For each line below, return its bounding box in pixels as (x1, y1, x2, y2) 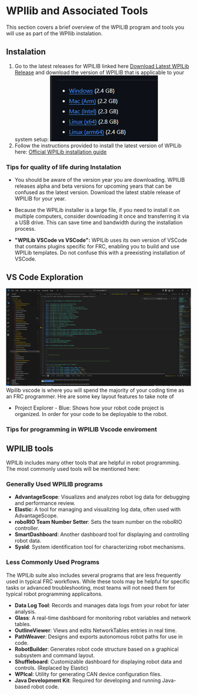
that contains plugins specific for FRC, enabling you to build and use (14, 243, 180, 250)
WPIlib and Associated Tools (6, 4, 148, 18)
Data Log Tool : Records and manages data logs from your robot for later (14, 601, 189, 608)
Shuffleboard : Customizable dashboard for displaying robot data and (14, 658, 182, 665)
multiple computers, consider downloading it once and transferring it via (14, 213, 189, 220)
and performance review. (14, 500, 76, 507)
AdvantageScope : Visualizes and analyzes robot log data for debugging (14, 493, 190, 501)
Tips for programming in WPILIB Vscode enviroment (6, 425, 157, 434)
